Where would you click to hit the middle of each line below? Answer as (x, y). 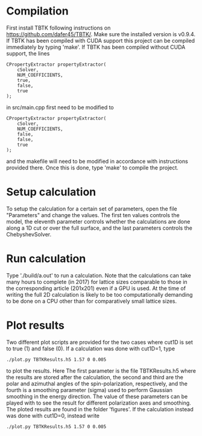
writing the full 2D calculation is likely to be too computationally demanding (99, 294)
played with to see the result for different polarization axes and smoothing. (99, 403)
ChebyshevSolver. (29, 234)
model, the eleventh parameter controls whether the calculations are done (98, 221)
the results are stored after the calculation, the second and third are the (95, 377)
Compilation (37, 11)
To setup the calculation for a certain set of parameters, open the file (92, 209)
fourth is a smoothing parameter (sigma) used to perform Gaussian (90, 390)
